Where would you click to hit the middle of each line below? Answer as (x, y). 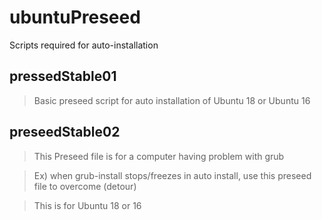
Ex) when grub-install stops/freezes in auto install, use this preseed (172, 175)
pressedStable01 (63, 76)
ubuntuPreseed (75, 17)
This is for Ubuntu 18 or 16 (87, 205)
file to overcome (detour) (85, 186)
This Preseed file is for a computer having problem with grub (159, 156)
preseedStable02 (65, 132)
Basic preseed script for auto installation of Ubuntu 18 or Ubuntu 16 (172, 100)
